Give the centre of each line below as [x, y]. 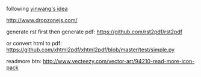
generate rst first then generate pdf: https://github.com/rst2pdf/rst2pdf [94, 32]
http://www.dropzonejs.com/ [42, 20]
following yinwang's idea [37, 9]
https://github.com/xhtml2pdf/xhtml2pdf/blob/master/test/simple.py [91, 50]
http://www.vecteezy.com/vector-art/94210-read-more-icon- [119, 61]
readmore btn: [24, 61]
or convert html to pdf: [34, 43]
